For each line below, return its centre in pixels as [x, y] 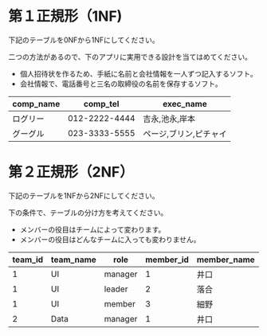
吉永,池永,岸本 [169, 119]
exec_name [185, 104]
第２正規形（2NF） [71, 172]
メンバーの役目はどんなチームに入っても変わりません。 [110, 239]
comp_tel [101, 104]
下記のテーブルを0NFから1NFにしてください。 [84, 40]
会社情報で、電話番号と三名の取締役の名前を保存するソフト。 [121, 84]
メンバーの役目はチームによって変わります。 [92, 229]
